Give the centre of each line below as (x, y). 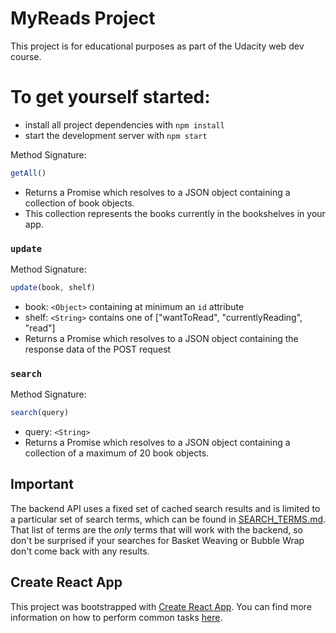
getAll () (28, 173)
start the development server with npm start (116, 135)
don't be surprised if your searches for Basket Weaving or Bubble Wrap (157, 540)
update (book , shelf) (53, 288)
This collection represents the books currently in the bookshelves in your (175, 213)
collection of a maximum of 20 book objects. (117, 453)
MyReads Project (83, 18)
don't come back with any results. (80, 551)
